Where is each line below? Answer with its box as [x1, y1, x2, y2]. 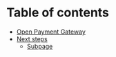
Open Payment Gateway [16, 27, 86, 36]
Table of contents [6, 5, 110, 21]
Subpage [26, 42, 53, 50]
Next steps [16, 34, 48, 43]
